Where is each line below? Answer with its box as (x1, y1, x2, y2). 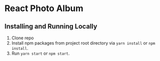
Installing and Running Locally (4, 22, 98, 30)
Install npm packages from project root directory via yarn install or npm (11, 40, 156, 46)
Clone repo (11, 35, 34, 41)
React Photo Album (4, 3, 84, 14)
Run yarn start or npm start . (11, 50, 70, 56)
